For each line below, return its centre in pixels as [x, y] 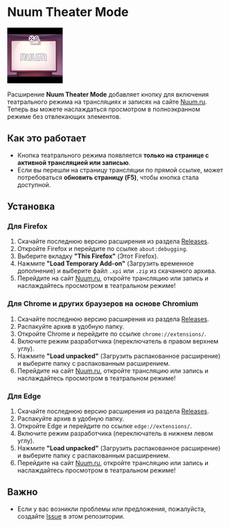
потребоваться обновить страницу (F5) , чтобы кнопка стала [108, 177]
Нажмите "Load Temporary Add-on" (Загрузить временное [105, 263]
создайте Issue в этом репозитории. [71, 516]
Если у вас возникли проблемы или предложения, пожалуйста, [111, 509]
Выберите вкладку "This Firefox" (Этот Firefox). [88, 256]
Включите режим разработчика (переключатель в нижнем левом [115, 433]
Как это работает [47, 139]
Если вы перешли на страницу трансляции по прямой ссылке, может [120, 170]
